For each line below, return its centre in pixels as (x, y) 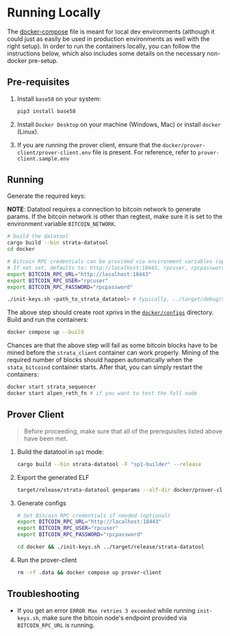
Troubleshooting (43, 594)
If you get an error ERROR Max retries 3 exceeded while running (106, 610)
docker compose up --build (46, 332)
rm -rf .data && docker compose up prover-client (89, 572)
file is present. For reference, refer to (144, 152)
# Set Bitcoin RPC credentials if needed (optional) (94, 516)
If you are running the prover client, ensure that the (89, 144)
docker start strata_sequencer (52, 387)
